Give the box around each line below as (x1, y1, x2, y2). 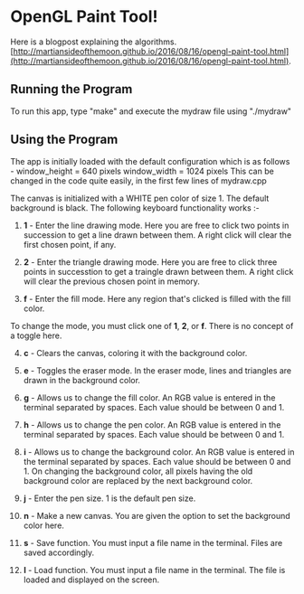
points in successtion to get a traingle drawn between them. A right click (23, 266, 294, 277)
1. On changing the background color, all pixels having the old (23, 466, 253, 476)
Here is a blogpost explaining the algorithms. (10, 36, 177, 47)
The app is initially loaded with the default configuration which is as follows (10, 156, 290, 166)
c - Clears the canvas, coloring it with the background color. (23, 347, 248, 358)
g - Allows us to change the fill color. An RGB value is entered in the (23, 391, 276, 403)
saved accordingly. (23, 547, 94, 558)
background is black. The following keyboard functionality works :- (10, 202, 261, 213)
